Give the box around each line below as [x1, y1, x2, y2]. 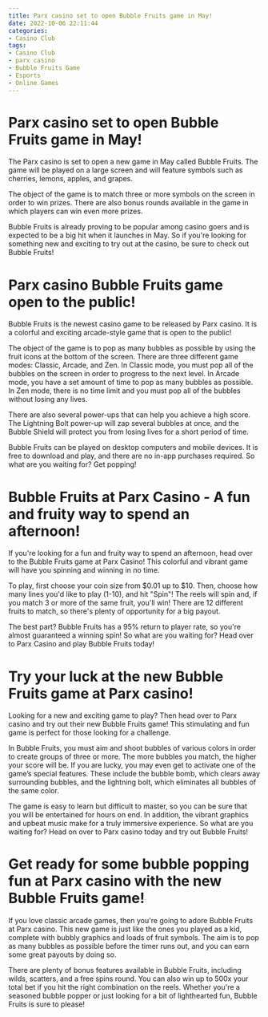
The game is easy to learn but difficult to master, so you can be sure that [8, 801, 248, 811]
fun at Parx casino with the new [8, 872, 222, 890]
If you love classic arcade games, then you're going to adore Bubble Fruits [8, 916, 254, 926]
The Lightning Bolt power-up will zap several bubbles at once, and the [8, 419, 240, 428]
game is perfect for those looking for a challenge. [8, 727, 171, 738]
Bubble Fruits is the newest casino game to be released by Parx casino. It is [8, 319, 258, 329]
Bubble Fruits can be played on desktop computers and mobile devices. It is [8, 443, 258, 452]
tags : [8, 42, 26, 50]
